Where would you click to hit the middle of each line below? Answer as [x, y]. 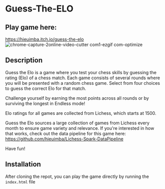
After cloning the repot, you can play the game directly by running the [77, 176]
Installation [23, 164]
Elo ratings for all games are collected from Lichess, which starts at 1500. [81, 113]
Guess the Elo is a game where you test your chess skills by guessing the [81, 72]
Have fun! [15, 148]
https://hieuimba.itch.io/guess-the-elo [45, 39]
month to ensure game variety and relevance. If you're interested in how [80, 128]
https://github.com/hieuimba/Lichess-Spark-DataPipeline [64, 139]
